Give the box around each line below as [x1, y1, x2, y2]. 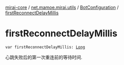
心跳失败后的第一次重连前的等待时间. [5, 54, 83, 60]
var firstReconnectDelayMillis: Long [5, 45, 85, 50]
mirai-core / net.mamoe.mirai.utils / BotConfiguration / [5, 5, 119, 10]
